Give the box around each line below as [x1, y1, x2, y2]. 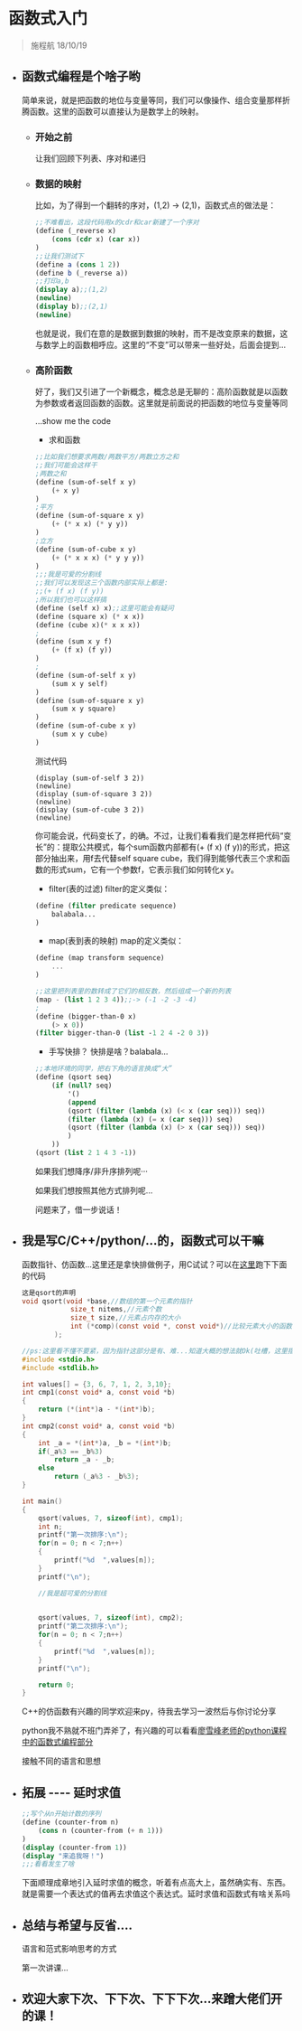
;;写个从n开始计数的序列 [21, 1810, 102, 1819]
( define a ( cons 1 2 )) [34, 259, 121, 269]
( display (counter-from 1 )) [21, 1843, 127, 1852]
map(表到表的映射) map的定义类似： [48, 936, 184, 946]
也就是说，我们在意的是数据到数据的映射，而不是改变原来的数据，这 [34, 327, 288, 339]
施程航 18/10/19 [30, 40, 87, 51]
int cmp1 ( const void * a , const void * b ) [21, 1388, 176, 1397]
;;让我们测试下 [34, 251, 85, 260]
